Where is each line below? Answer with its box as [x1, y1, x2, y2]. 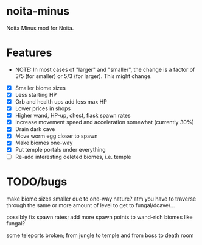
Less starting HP [15, 91, 57, 98]
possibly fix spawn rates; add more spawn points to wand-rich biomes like [6, 213, 193, 221]
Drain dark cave [15, 126, 55, 133]
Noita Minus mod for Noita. [6, 24, 74, 32]
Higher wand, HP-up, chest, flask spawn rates [15, 112, 131, 119]
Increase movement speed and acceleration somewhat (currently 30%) [15, 119, 195, 126]
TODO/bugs [6, 175, 68, 188]
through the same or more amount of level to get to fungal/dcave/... [6, 201, 175, 208]
